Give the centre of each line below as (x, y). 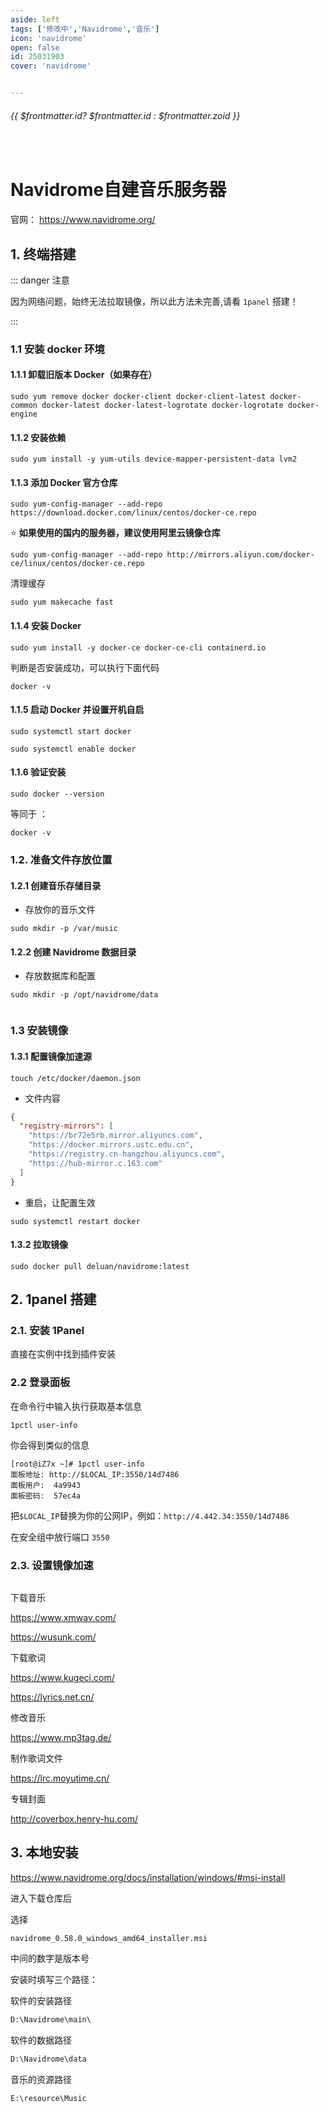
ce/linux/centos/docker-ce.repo (77, 564)
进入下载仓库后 (41, 1898)
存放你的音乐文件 (60, 910)
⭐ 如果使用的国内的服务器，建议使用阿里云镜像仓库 (115, 533)
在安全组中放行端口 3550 (60, 1537)
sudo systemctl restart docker (75, 1221)
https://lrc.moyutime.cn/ (60, 1778)
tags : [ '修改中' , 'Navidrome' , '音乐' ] (85, 29)
